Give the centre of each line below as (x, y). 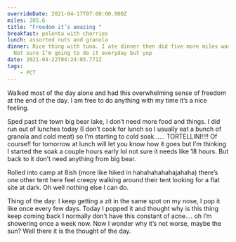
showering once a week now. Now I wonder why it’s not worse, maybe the (114, 223)
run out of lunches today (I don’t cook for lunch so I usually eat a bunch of (114, 129)
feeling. (18, 108)
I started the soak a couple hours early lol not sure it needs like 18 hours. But (118, 151)
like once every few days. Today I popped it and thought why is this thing (113, 208)
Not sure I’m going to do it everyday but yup (83, 53)
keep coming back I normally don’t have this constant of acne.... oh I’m (110, 216)
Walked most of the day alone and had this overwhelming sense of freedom (117, 93)
